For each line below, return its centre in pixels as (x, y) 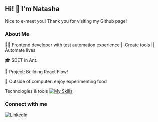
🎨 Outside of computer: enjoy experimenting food (56, 81)
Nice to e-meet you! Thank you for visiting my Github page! (66, 21)
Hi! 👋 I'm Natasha (32, 9)
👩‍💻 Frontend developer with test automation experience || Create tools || (80, 45)
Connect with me (26, 104)
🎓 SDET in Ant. (21, 60)
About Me (17, 34)
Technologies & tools (27, 91)
